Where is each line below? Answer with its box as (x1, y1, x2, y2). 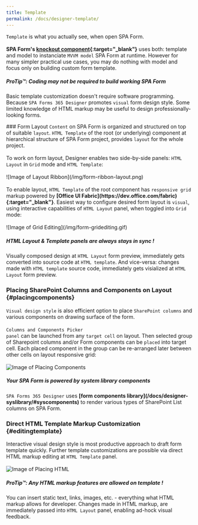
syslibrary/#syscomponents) (6, 398, 80, 405)
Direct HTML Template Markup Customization (6, 420, 141, 428)
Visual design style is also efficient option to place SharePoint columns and (6, 307, 193, 314)
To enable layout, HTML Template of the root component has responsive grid (6, 186, 191, 193)
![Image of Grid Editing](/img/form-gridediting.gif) (6, 224, 128, 231)
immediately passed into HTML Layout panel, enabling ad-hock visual (6, 507, 173, 514)
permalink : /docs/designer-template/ (6, 15, 99, 22)
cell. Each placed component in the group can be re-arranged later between (6, 344, 192, 352)
